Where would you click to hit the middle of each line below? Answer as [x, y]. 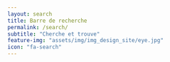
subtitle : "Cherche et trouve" [54, 34]
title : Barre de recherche [47, 21]
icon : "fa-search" [34, 47]
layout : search [30, 14]
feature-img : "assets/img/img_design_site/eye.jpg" [85, 41]
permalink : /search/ [38, 27]
